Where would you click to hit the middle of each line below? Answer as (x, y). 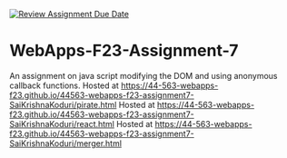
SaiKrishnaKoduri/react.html (62, 123)
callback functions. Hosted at (64, 85)
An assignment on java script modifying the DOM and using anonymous (143, 75)
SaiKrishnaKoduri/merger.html (66, 143)
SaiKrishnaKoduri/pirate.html (63, 104)
